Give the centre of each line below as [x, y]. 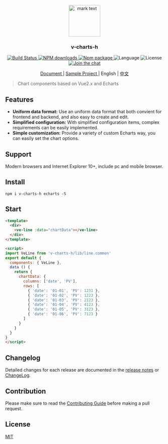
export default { [23, 258]
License [18, 425]
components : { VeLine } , [36, 263]
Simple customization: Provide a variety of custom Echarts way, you [84, 133]
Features [19, 99]
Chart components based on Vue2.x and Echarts [68, 84]
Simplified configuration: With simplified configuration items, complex [86, 122]
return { [23, 272]
